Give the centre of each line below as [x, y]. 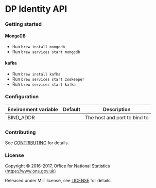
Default [72, 109]
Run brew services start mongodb [46, 52]
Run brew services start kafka [44, 84]
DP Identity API [36, 9]
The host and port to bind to [117, 117]
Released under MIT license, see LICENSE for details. [58, 181]
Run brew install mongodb [38, 47]
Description [117, 109]
